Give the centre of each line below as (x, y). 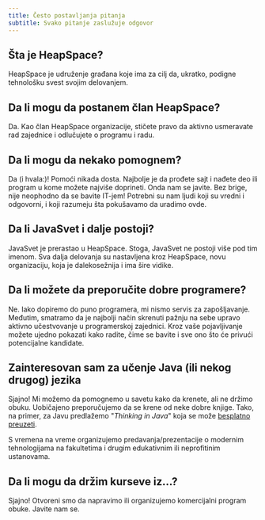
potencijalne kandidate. (46, 342)
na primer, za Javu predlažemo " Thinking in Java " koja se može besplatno (129, 416)
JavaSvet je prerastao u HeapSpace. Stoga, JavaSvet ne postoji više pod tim (133, 248)
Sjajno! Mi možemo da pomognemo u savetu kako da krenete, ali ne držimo (131, 399)
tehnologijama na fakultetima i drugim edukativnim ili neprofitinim (114, 448)
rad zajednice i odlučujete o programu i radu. (81, 135)
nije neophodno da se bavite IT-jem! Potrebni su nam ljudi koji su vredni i (127, 196)
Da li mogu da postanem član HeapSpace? (114, 107)
